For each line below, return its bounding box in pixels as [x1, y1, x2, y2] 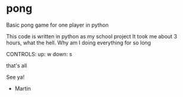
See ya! [6, 73, 25, 80]
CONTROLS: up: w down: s [6, 50, 72, 57]
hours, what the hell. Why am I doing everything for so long [6, 39, 152, 46]
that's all [6, 62, 27, 69]
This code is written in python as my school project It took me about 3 [6, 33, 177, 40]
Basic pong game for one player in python [6, 21, 109, 28]
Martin [14, 85, 31, 92]
